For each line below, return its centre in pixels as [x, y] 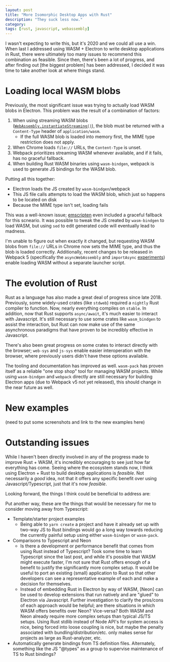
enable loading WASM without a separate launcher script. [65, 263]
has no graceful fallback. [39, 158]
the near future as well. [29, 387]
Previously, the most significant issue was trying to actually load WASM [80, 105]
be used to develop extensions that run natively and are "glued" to [89, 594]
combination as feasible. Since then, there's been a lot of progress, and [80, 60]
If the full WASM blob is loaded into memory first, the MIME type [87, 137]
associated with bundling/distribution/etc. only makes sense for [87, 632]
